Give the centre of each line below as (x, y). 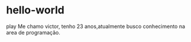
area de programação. (33, 32)
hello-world (35, 10)
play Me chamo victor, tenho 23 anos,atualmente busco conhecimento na (96, 26)
